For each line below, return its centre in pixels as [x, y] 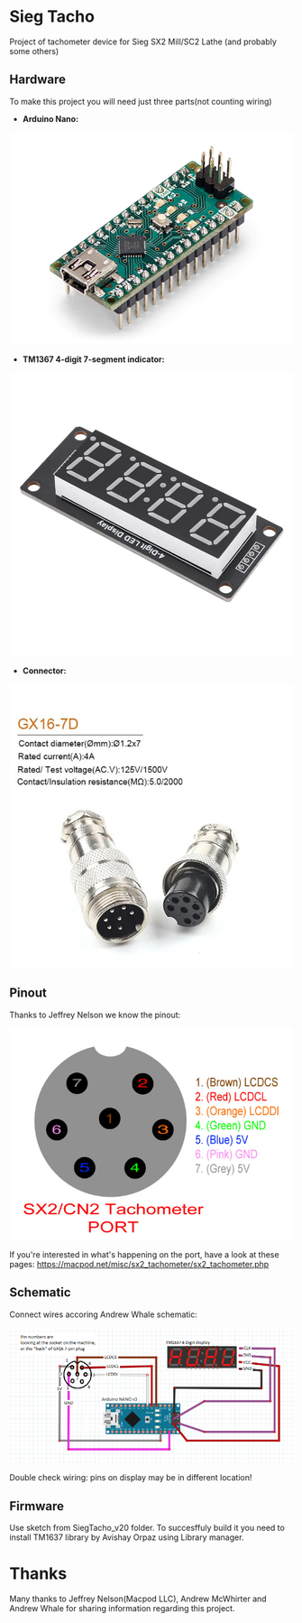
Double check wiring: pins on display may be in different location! [131, 1478]
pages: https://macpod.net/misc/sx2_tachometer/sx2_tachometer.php [139, 1264]
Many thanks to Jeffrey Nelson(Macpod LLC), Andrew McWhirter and [138, 1599]
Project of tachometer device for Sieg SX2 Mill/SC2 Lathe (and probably [143, 42]
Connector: [44, 671]
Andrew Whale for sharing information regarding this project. [122, 1609]
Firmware [37, 1506]
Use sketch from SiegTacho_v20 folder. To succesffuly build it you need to [147, 1528]
